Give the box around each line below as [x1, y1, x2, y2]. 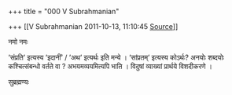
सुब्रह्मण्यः [8, 78, 30, 86]
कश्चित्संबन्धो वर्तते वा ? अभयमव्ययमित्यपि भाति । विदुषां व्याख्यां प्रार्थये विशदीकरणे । [8, 62, 212, 71]
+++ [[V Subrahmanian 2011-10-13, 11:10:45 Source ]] [8, 22, 179, 31]
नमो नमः [8, 37, 28, 46]
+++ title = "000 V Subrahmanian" [8, 7, 120, 16]
